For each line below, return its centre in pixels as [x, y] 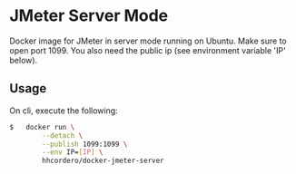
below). [24, 60]
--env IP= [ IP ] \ [73, 152]
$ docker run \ [42, 127]
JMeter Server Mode [89, 16]
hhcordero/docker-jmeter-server [104, 161]
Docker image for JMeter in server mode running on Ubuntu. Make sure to [148, 41]
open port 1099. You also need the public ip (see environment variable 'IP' [148, 50]
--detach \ [63, 135]
